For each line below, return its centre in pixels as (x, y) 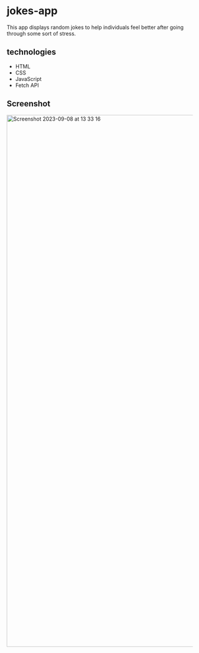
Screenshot (29, 104)
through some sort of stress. (41, 33)
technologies (32, 52)
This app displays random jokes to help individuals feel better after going (95, 27)
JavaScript (28, 79)
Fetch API (27, 85)
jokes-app (32, 11)
